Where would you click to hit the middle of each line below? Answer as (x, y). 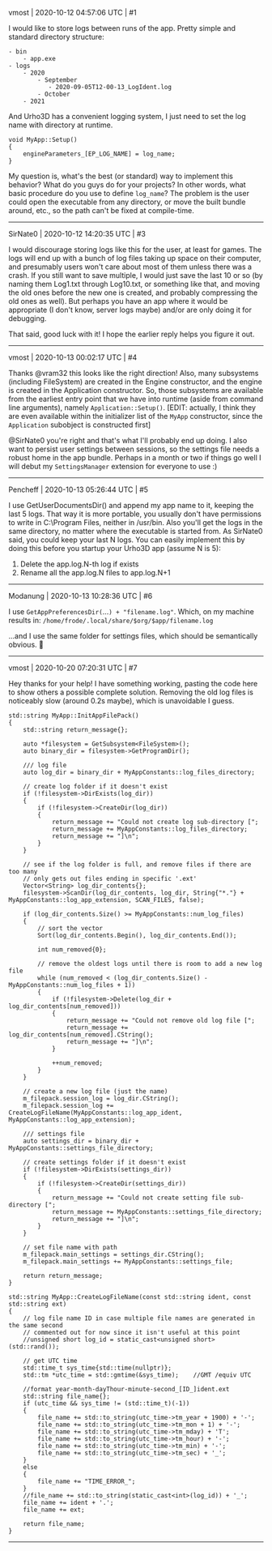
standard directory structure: (57, 37)
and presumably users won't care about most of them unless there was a (130, 267)
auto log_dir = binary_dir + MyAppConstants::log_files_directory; (139, 772)
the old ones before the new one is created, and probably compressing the (133, 293)
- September (58, 80)
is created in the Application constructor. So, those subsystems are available (136, 390)
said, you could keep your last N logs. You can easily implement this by (127, 540)
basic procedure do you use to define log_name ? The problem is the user (129, 193)
